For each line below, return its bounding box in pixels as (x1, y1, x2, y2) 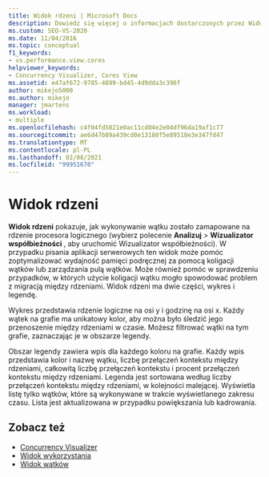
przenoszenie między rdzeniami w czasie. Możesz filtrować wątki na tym (8, 322, 249, 333)
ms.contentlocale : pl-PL (8, 146, 91, 154)
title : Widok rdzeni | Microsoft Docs (8, 11, 138, 20)
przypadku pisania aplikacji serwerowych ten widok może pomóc (8, 248, 224, 257)
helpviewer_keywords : (8, 64, 81, 72)
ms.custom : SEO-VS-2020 (8, 26, 88, 34)
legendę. (8, 290, 38, 300)
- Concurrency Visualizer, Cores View (8, 71, 138, 79)
